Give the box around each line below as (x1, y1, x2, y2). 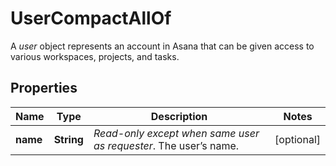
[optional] (274, 132, 321, 146)
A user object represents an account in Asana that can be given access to (10, 40, 315, 52)
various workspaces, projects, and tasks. (10, 50, 180, 62)
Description (150, 109, 208, 123)
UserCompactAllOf (10, 7, 172, 30)
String (53, 132, 84, 146)
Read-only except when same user (93, 126, 260, 140)
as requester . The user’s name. (93, 138, 240, 152)
